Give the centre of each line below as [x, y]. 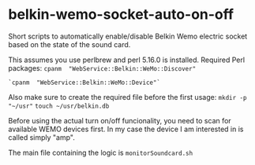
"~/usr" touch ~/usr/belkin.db [59, 106]
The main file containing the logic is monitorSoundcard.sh [101, 152]
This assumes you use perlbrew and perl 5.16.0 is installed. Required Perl [127, 60]
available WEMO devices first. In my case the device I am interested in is [126, 129]
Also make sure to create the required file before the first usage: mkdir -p [127, 97]
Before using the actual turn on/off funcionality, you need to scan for [120, 120]
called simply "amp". [41, 137]
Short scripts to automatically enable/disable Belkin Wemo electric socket [128, 36]
